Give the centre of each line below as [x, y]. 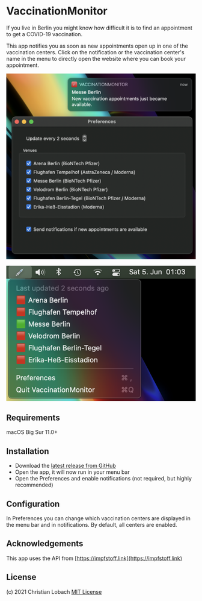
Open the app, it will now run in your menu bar [72, 472]
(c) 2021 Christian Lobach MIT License [54, 591]
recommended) [34, 485]
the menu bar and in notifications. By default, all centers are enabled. [92, 525]
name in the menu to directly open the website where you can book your [96, 58]
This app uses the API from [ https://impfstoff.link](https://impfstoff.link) [94, 558]
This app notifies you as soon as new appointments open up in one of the [97, 46]
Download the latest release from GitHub [65, 466]
